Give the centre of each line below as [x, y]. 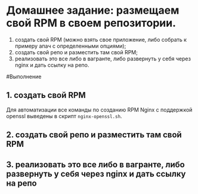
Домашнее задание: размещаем [93, 10]
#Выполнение [24, 76]
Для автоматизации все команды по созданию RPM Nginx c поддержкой [99, 110]
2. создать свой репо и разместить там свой [94, 135]
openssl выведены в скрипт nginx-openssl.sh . [64, 116]
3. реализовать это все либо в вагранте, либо [95, 164]
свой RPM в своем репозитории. [91, 23]
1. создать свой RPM [46, 95]
